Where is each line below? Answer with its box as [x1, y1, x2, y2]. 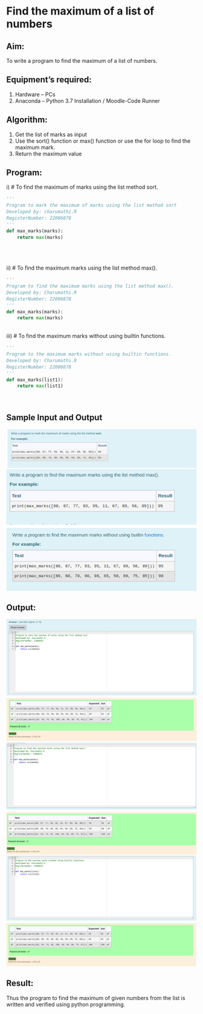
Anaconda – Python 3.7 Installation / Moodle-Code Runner [14, 97, 160, 104]
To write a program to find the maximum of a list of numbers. [6, 57, 158, 64]
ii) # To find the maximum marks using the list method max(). [6, 264, 158, 271]
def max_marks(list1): [6, 377, 63, 383]
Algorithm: [6, 115, 48, 125]
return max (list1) [17, 383, 63, 389]
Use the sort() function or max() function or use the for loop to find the [14, 137, 191, 145]
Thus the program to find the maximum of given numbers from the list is [6, 994, 185, 1001]
